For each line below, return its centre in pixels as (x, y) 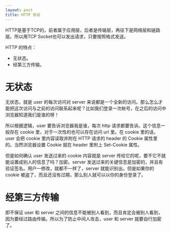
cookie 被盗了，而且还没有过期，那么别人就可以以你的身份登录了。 (76, 175)
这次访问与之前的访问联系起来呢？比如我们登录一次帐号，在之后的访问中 (90, 108)
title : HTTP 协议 (23, 15)
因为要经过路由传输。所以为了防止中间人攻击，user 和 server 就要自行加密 (83, 219)
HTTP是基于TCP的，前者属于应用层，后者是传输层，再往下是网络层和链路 (83, 30)
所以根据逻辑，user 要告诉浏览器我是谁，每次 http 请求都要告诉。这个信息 (83, 126)
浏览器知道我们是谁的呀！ (32, 115)
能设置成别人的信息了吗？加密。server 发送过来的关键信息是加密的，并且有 (84, 162)
